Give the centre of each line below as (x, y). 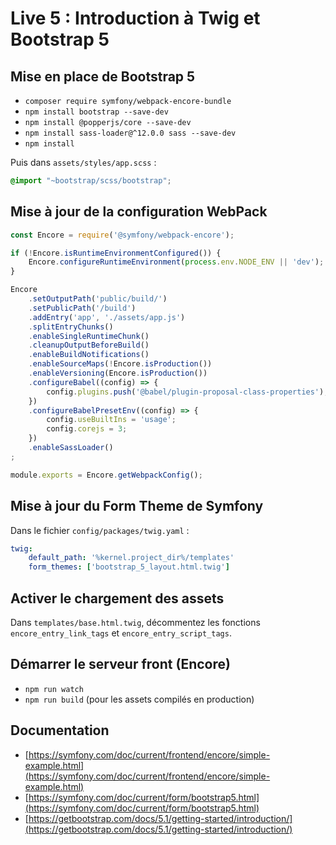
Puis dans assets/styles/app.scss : (83, 162)
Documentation (60, 730)
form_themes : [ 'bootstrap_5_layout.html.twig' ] (129, 567)
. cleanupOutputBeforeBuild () (89, 345)
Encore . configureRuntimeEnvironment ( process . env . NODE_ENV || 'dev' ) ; (176, 262)
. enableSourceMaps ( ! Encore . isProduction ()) (120, 364)
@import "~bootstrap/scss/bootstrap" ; (91, 181)
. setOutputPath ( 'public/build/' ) (98, 299)
